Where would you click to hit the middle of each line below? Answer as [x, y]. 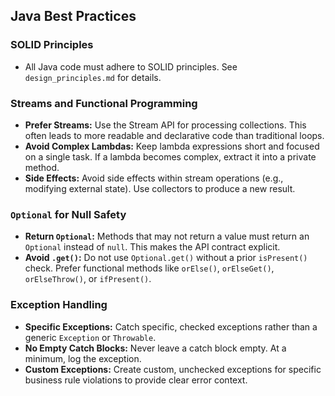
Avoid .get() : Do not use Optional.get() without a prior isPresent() [166, 258]
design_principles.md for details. [93, 77]
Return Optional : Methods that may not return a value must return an [167, 236]
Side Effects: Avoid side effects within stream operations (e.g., [154, 178]
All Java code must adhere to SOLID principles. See [131, 66]
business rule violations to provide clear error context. [136, 380]
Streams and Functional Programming [104, 103]
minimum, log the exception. [83, 358]
